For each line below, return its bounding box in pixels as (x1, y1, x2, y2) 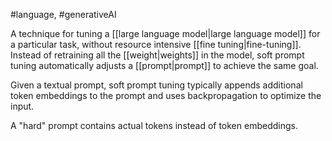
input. (10, 100, 35, 112)
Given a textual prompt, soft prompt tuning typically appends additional (10, 79, 303, 91)
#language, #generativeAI (10, 9, 117, 20)
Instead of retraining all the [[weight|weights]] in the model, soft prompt (10, 49, 305, 61)
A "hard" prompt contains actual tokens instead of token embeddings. (10, 120, 298, 131)
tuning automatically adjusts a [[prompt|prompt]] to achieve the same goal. (10, 60, 319, 71)
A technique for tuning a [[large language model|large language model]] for (10, 28, 321, 39)
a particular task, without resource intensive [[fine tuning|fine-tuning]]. (10, 39, 302, 50)
